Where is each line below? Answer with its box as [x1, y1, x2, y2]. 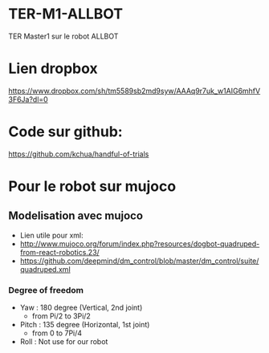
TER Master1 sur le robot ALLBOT [8, 31, 119, 41]
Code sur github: [8, 123, 123, 141]
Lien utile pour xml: [19, 230, 84, 240]
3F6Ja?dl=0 [8, 94, 48, 104]
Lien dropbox [8, 59, 98, 78]
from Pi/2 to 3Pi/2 [31, 311, 91, 321]
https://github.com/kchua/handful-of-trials [8, 149, 149, 159]
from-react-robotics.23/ [19, 247, 100, 257]
